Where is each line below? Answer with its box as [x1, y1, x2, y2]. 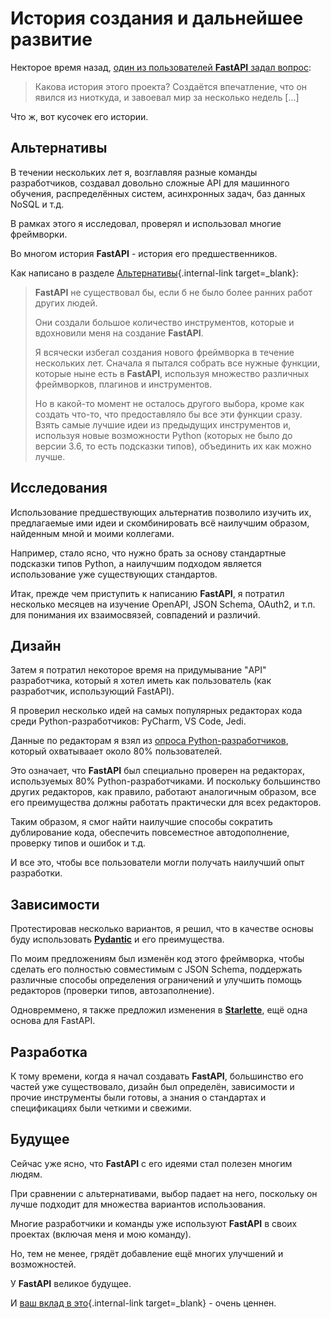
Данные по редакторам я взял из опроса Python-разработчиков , [10, 735, 289, 747]
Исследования [10, 480, 108, 497]
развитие [10, 28, 93, 51]
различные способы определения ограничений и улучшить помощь [10, 974, 303, 986]
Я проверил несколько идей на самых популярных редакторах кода [10, 705, 303, 717]
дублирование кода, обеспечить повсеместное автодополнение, [10, 827, 290, 839]
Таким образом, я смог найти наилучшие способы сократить [10, 816, 273, 828]
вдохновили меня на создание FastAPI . [34, 327, 204, 339]
